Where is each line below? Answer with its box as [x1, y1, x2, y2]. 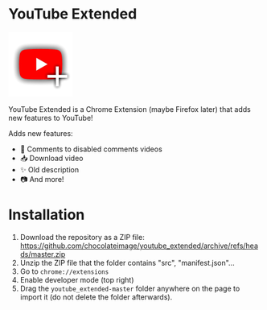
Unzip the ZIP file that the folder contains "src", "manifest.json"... [19, 258, 235, 267]
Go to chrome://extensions [19, 267, 109, 276]
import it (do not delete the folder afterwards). [19, 291, 173, 302]
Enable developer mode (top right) [19, 275, 134, 284]
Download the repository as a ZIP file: [19, 232, 145, 242]
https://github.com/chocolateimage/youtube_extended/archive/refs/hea [19, 241, 259, 250]
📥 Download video [19, 153, 84, 163]
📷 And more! [19, 174, 64, 184]
